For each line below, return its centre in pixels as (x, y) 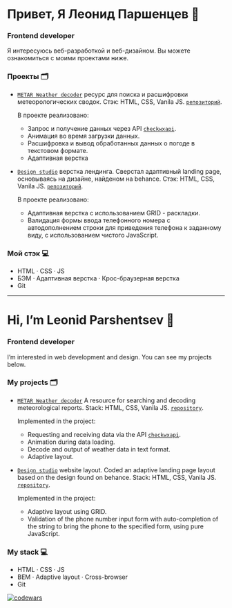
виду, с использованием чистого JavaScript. (93, 235)
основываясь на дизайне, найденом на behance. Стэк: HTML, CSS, (116, 179)
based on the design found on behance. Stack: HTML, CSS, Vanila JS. (117, 477)
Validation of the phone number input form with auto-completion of (123, 519)
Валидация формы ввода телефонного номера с (99, 220)
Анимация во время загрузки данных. (84, 136)
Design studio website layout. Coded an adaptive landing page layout (116, 470)
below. (17, 364)
